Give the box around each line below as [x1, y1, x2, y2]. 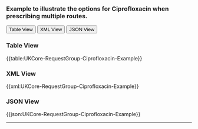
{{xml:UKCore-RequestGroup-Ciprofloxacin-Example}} [6, 83, 139, 90]
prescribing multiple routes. [6, 12, 88, 20]
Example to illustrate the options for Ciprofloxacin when [6, 5, 169, 13]
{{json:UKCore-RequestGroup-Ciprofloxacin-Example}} [6, 111, 141, 118]
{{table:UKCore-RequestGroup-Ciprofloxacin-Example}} [6, 55, 143, 62]
